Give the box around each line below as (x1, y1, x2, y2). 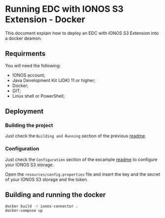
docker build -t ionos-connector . (5, 204, 78, 209)
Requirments (5, 50, 46, 58)
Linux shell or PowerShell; (12, 93, 65, 99)
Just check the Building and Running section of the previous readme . (5, 133, 146, 139)
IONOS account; (12, 72, 46, 78)
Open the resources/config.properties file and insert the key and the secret (5, 171, 160, 177)
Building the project (5, 122, 53, 129)
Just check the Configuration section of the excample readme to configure (5, 156, 158, 163)
